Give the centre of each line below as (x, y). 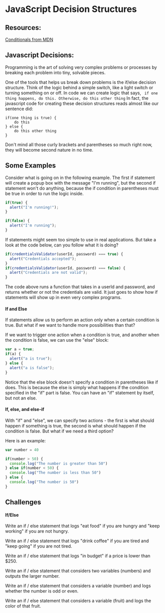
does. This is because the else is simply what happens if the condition (77, 387)
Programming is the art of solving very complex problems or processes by (81, 67)
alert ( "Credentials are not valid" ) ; (49, 273)
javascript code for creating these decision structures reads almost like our (82, 103)
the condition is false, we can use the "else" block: (57, 340)
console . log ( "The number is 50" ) (44, 482)
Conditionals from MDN (29, 39)
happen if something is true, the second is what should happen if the (76, 425)
